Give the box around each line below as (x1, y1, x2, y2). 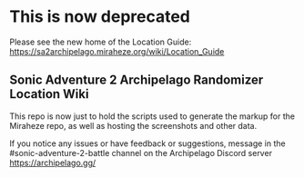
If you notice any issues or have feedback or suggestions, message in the (9, 138, 286, 149)
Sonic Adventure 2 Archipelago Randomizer (9, 73, 264, 88)
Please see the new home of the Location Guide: (9, 36, 192, 47)
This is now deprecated (9, 6, 191, 27)
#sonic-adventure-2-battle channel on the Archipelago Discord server (9, 147, 273, 158)
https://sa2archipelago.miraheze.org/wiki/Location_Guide (9, 45, 225, 56)
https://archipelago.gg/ (9, 157, 96, 168)
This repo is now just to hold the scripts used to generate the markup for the (9, 111, 296, 122)
